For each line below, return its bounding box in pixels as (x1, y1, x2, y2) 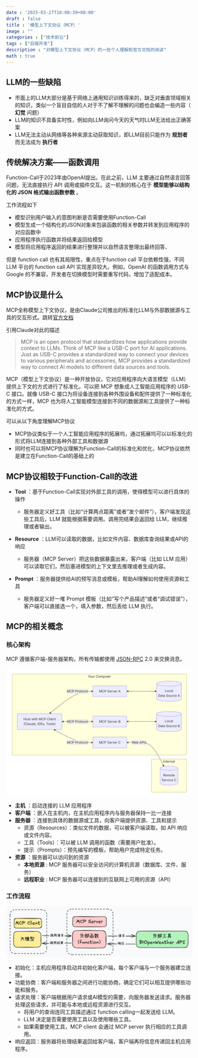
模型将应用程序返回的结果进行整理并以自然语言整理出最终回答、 (14, 243, 170, 250)
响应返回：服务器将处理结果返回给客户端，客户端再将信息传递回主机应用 (14, 1037, 191, 1045)
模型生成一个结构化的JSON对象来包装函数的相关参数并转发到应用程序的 (14, 222, 190, 229)
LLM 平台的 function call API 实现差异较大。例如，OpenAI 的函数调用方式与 (6, 263, 189, 271)
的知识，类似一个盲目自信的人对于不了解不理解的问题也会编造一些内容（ (14, 101, 191, 109)
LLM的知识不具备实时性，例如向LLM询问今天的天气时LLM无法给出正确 (14, 116, 187, 123)
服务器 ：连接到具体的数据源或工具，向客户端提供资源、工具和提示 (14, 817, 177, 824)
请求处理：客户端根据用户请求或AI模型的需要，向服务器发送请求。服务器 (14, 993, 191, 1001)
